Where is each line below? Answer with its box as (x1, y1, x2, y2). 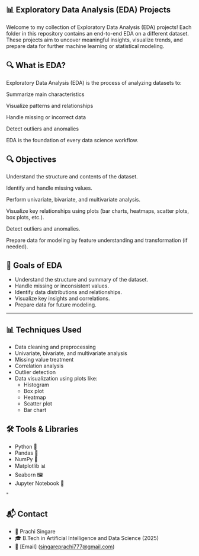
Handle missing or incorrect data (6, 113, 86, 120)
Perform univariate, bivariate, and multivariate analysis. (6, 196, 141, 203)
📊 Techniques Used (6, 325, 82, 335)
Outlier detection (14, 369, 56, 376)
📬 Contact (6, 509, 48, 519)
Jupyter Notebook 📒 (14, 480, 64, 487)
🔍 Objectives (6, 155, 57, 165)
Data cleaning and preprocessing (14, 343, 96, 351)
